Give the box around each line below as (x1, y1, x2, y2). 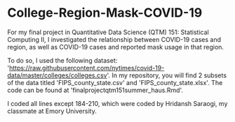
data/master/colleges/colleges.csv (7, 71, 107, 79)
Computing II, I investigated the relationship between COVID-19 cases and (7, 35, 222, 43)
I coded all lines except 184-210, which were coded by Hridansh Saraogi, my (7, 99, 228, 107)
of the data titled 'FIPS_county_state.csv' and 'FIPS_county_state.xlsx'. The (7, 78, 223, 86)
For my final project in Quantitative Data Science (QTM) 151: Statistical (7, 28, 209, 36)
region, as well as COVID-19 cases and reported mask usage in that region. (7, 43, 224, 51)
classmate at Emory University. (7, 107, 97, 115)
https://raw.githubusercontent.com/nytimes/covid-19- (9, 63, 165, 72)
